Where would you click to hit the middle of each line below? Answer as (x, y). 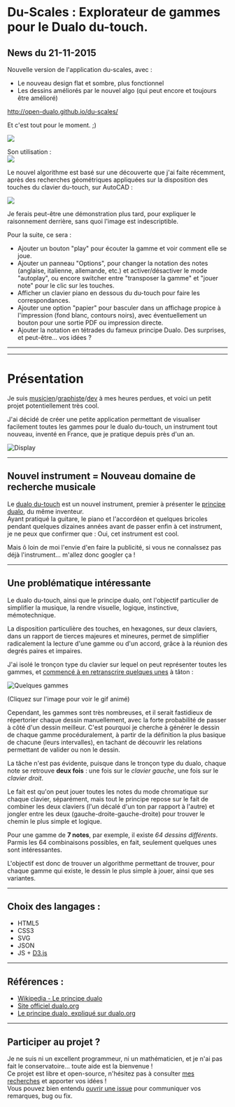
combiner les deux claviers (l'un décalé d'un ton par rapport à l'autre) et (111, 806)
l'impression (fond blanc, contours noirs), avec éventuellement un (112, 315)
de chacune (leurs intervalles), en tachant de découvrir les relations (105, 742)
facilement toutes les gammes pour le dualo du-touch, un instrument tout (113, 427)
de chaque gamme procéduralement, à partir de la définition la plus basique (116, 734)
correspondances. (44, 300)
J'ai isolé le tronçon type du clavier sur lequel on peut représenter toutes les (117, 664)
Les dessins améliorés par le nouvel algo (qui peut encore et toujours (117, 91)
